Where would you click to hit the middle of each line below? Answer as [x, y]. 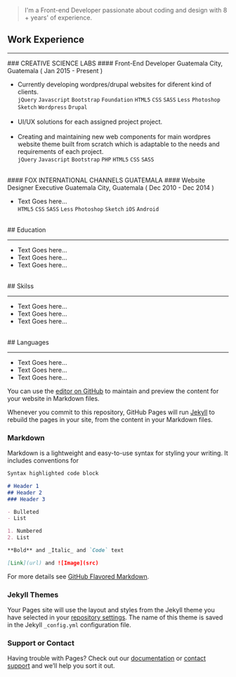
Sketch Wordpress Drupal [52, 107]
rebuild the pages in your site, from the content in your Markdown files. [110, 419]
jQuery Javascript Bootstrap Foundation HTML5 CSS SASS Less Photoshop [119, 100]
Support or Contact [41, 643]
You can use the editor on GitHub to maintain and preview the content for [113, 391]
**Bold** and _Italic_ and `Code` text [66, 550]
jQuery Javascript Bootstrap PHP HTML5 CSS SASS [86, 160]
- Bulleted [23, 512]
